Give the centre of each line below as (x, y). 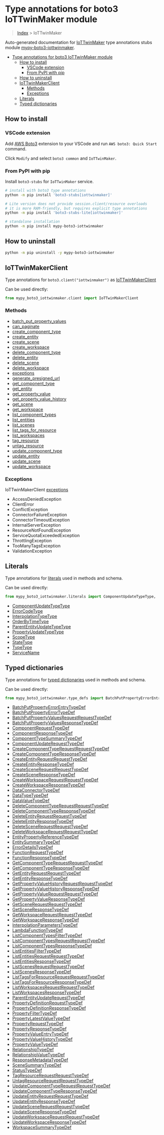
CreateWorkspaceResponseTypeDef (49, 785)
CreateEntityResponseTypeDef (43, 764)
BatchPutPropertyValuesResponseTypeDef (55, 723)
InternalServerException (36, 525)
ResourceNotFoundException (41, 530)
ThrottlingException (32, 541)
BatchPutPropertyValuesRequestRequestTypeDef (62, 718)
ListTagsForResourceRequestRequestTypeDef (58, 977)
